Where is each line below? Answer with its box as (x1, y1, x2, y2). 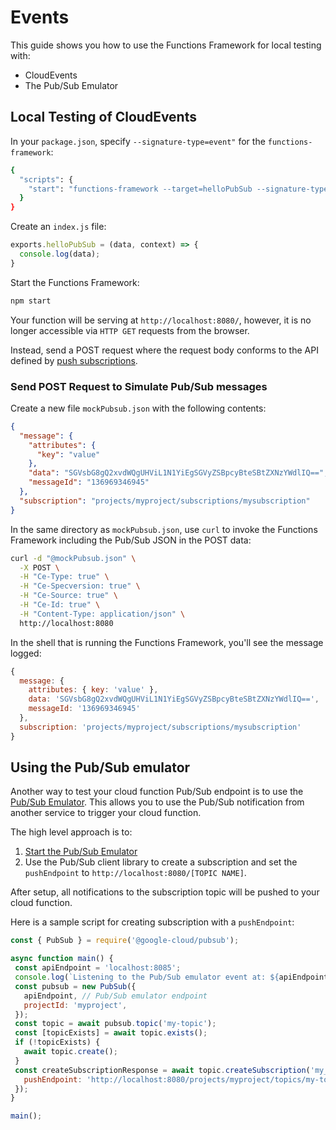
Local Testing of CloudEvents (10, 109, 197, 126)
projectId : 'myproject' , (23, 1000, 128, 1010)
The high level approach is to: (10, 826, 133, 838)
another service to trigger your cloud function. (10, 807, 202, 819)
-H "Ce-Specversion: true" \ (19, 581, 141, 591)
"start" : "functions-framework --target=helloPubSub (28, 184, 253, 194)
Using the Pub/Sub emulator (10, 759, 191, 776)
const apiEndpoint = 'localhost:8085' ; (14, 963, 182, 973)
